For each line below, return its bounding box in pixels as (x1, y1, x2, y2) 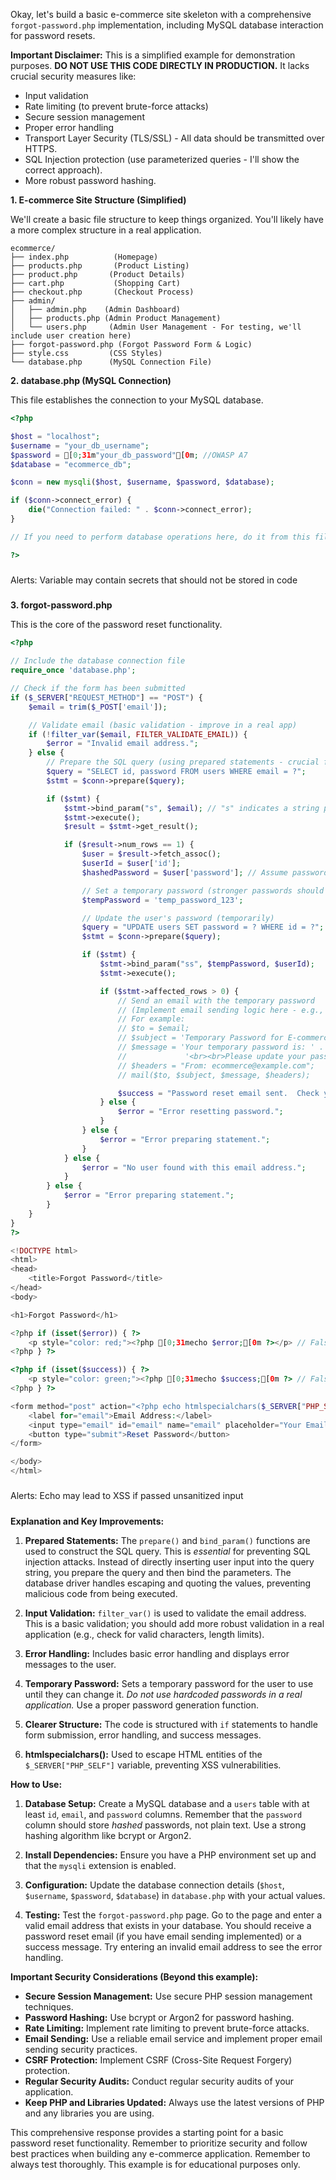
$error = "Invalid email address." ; (46, 739, 199, 749)
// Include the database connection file (10, 656, 186, 666)
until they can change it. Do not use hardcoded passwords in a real (24, 1688, 303, 1700)
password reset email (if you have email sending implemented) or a (24, 1930, 302, 1942)
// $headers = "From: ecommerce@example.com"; (117, 1060, 315, 1071)
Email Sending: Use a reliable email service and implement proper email (24, 2032, 323, 2044)
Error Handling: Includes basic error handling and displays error (24, 1647, 290, 1659)
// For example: (117, 1014, 186, 1024)
